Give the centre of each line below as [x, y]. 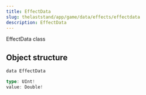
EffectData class [26, 39]
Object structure [37, 57]
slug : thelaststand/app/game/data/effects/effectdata [73, 17]
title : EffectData [28, 11]
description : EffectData [36, 22]
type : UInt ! [21, 82]
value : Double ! [25, 87]
